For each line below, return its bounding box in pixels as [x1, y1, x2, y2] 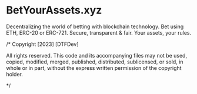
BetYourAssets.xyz [6, 4, 102, 17]
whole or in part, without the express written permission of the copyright [6, 64, 182, 71]
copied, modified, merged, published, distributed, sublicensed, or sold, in [6, 58, 183, 65]
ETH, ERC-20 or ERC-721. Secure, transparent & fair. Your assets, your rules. [6, 29, 192, 36]
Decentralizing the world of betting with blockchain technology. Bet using [6, 23, 184, 30]
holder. [6, 70, 24, 78]
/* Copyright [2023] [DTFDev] [6, 41, 79, 48]
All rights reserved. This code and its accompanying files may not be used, [6, 52, 187, 59]
